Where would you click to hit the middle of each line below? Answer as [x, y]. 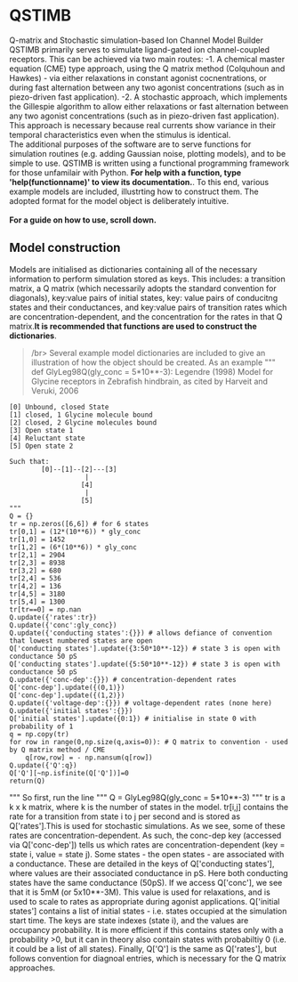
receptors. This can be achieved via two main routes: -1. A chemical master [147, 59]
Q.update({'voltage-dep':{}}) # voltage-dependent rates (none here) [141, 703]
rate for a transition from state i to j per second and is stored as [125, 816]
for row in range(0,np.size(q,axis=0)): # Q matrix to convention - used [149, 742]
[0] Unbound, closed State [59, 407]
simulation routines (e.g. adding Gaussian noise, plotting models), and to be [148, 153]
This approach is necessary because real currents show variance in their [143, 125]
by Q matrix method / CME [57, 750]
